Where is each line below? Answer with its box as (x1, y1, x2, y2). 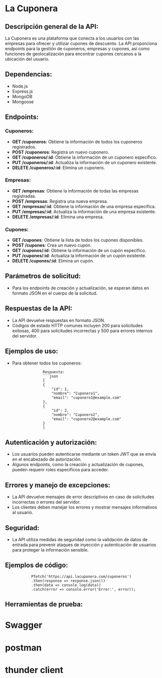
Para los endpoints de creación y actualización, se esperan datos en (12, 285, 149, 291)
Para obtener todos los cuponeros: (12, 360, 82, 366)
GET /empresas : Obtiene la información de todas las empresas (12, 188, 139, 193)
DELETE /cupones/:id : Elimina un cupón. (12, 258, 94, 264)
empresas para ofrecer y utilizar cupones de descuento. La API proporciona (5, 41, 157, 46)
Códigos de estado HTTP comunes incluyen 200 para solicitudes (12, 322, 143, 328)
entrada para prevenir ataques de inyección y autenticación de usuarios (12, 542, 157, 548)
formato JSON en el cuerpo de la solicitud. (12, 290, 98, 296)
